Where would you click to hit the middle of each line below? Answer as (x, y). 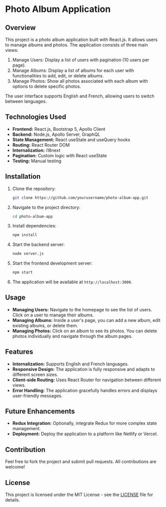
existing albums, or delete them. (45, 325)
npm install (25, 235)
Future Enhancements (40, 411)
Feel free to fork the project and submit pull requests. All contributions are (81, 462)
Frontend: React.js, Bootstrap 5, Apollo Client (59, 129)
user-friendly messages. (38, 396)
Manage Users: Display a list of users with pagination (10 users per (81, 60)
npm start (23, 272)
